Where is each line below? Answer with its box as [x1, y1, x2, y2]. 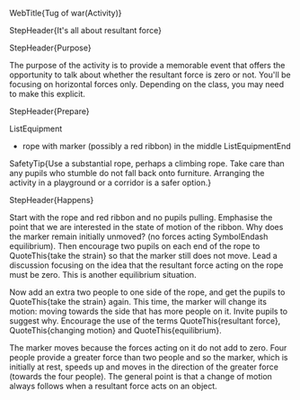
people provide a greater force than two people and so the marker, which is [9, 352, 288, 362]
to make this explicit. [9, 89, 85, 99]
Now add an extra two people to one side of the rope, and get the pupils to [9, 287, 286, 298]
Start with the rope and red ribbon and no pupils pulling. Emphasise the [9, 212, 273, 223]
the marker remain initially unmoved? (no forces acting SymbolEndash [9, 231, 269, 242]
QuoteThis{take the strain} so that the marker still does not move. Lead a [9, 251, 278, 261]
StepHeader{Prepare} [9, 106, 90, 116]
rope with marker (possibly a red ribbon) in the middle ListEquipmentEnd [22, 141, 292, 151]
